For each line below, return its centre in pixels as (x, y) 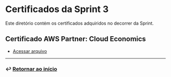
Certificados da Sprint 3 (57, 9)
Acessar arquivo (30, 51)
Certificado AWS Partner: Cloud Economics (76, 39)
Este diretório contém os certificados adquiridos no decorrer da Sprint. (80, 23)
